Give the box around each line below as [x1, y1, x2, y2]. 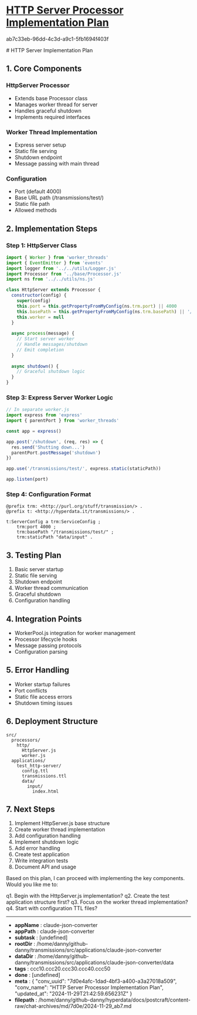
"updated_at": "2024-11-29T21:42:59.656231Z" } [14, 990, 133, 997]
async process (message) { [11, 331, 75, 337]
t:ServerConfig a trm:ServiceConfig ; [6, 519, 101, 525]
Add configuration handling [14, 832, 81, 839]
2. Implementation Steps [6, 223, 98, 233]
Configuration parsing [14, 649, 68, 655]
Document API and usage [14, 863, 77, 871]
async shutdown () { [11, 363, 59, 369]
